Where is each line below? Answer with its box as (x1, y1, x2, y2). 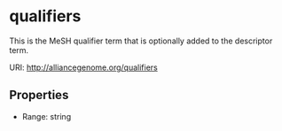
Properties (9, 88, 69, 103)
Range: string (21, 111, 72, 121)
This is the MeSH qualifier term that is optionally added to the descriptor (9, 35, 273, 46)
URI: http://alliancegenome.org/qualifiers (9, 62, 158, 73)
